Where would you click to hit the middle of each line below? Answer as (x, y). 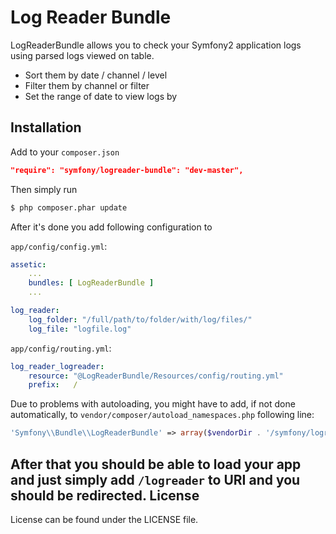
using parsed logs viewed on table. (82, 55)
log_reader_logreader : (57, 366)
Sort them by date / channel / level (96, 75)
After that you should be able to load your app (156, 464)
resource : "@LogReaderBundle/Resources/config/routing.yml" (156, 376)
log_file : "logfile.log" (80, 329)
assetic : (28, 264)
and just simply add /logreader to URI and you (155, 479)
